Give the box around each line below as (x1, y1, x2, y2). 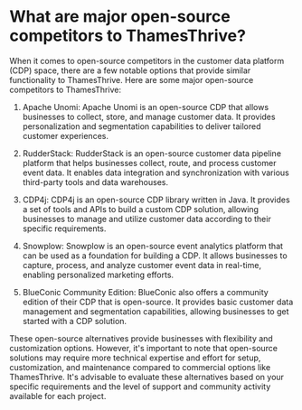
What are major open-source (9, 6, 231, 27)
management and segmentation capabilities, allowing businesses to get (22, 305, 289, 317)
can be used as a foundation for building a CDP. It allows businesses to (22, 250, 288, 261)
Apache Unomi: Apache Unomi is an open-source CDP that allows (22, 101, 269, 112)
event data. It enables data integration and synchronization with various (22, 167, 289, 178)
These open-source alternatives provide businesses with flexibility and (9, 332, 273, 344)
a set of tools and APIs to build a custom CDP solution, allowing (22, 203, 260, 214)
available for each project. (9, 390, 107, 401)
